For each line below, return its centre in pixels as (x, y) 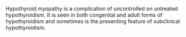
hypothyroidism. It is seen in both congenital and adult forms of (84, 15)
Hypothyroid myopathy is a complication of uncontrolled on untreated (92, 9)
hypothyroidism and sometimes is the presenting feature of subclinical (93, 21)
